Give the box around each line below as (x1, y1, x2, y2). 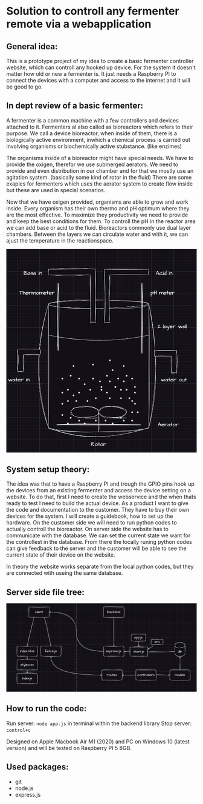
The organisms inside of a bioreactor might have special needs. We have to (6, 154, 194, 161)
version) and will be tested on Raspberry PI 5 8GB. (6, 744, 132, 751)
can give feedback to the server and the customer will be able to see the (6, 544, 187, 552)
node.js (14, 784, 34, 792)
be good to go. (6, 83, 43, 90)
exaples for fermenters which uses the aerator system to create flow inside (6, 180, 193, 187)
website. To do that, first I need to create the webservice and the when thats (6, 493, 196, 501)
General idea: (6, 41, 58, 52)
